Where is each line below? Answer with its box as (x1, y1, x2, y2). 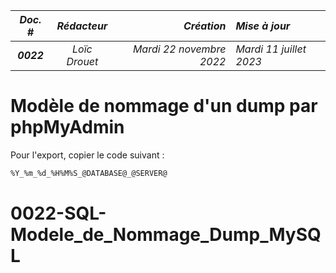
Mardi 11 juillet (235, 42, 307, 56)
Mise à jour (235, 19, 291, 33)
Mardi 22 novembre (132, 42, 227, 56)
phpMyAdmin (10, 116, 125, 139)
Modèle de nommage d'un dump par (10, 95, 318, 118)
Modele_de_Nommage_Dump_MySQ (10, 224, 322, 246)
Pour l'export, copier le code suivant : (10, 149, 165, 161)
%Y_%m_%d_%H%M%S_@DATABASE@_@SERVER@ (10, 168, 168, 178)
